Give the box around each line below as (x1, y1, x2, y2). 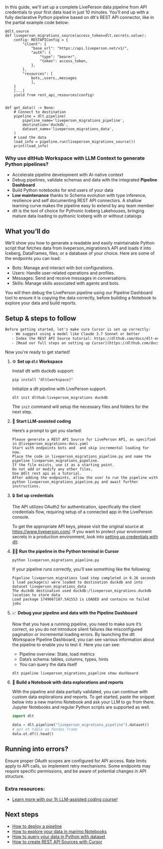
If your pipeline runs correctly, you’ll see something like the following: (12, 566, 151, 572)
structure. (5, 773, 25, 779)
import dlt (12, 714, 34, 718)
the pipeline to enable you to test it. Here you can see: (12, 642, 120, 648)
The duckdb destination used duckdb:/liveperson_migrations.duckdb (12, 588, 151, 593)
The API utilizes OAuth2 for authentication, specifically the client (12, 504, 141, 510)
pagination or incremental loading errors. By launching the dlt (12, 632, 135, 637)
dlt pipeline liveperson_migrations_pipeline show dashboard (12, 671, 139, 676)
